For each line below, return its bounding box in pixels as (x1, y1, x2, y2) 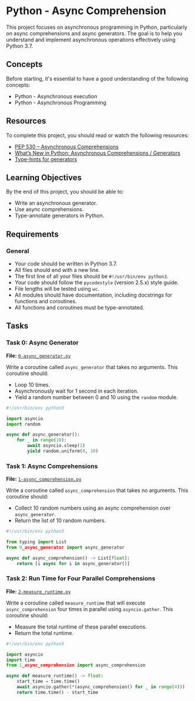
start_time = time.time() (16, 679, 80, 685)
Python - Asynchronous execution (14, 92, 98, 99)
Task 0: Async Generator (6, 338, 79, 347)
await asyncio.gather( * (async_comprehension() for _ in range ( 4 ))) (16, 684, 185, 690)
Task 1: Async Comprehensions (6, 462, 98, 470)
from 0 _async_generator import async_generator (6, 544, 125, 550)
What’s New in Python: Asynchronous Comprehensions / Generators (14, 149, 181, 157)
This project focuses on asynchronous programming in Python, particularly (6, 24, 188, 31)
